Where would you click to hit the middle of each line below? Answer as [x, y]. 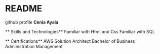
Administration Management [34, 46]
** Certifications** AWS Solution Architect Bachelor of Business [70, 41]
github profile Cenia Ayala [32, 22]
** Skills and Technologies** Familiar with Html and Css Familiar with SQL [80, 31]
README [24, 9]
